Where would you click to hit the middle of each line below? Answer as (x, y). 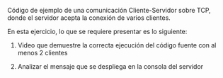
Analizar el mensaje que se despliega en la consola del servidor (110, 66)
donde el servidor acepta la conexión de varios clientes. (89, 18)
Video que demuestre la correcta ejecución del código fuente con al (117, 45)
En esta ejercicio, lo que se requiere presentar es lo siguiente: (97, 32)
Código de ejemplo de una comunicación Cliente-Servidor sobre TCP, (109, 10)
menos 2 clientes (42, 53)
